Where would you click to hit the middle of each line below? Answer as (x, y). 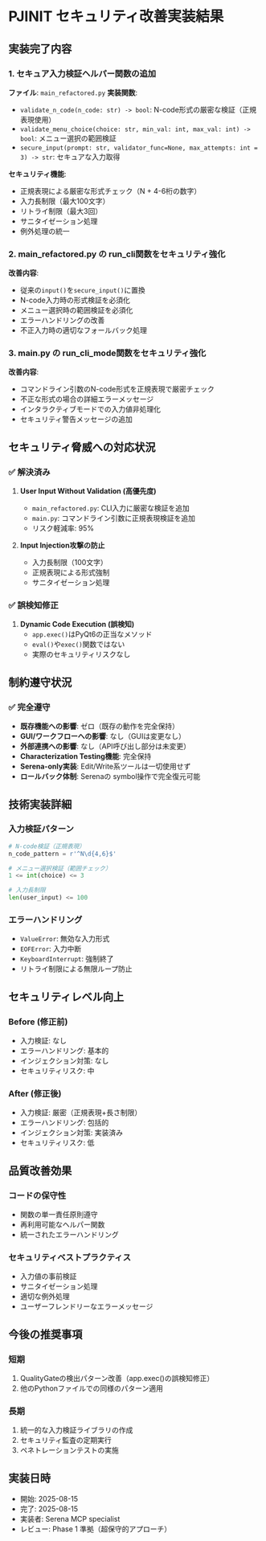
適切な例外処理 (45, 1297)
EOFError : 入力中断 (51, 949)
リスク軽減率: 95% (63, 528)
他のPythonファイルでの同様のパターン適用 (91, 1388)
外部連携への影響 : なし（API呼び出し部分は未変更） (105, 746)
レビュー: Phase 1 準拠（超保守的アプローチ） (95, 1529)
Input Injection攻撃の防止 (62, 545)
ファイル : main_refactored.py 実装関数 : (73, 92)
